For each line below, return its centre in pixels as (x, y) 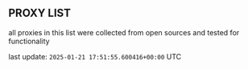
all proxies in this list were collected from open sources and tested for (124, 32)
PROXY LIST (39, 13)
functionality (29, 41)
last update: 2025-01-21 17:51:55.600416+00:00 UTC (95, 56)
